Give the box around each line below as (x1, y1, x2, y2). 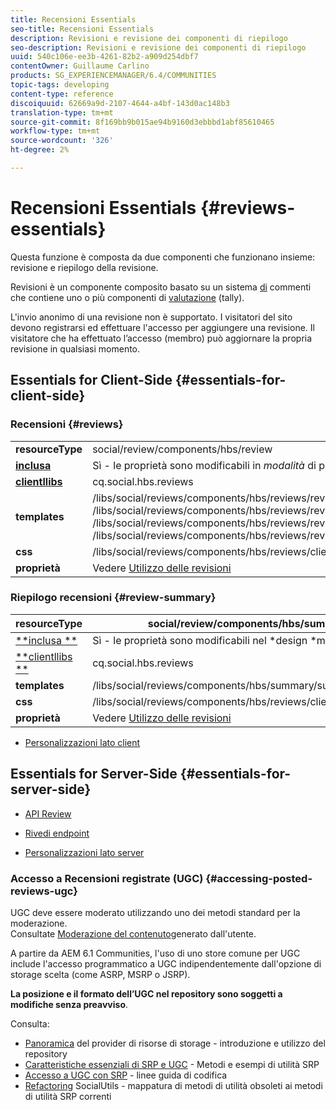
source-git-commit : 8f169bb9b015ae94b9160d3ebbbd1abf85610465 (10, 117, 275, 127)
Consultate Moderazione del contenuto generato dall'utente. (10, 927, 257, 940)
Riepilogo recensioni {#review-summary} (10, 591, 217, 605)
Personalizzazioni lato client (24, 736, 141, 748)
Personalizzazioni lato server (24, 846, 145, 858)
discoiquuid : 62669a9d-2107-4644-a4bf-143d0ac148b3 (10, 98, 230, 108)
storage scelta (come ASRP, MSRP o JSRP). (10, 968, 191, 980)
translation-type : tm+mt (10, 107, 114, 118)
